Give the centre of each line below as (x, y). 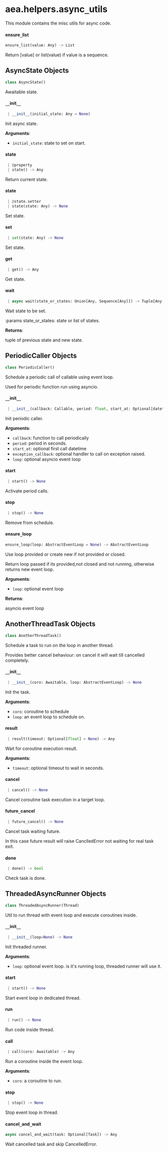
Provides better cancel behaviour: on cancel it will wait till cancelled (75, 655)
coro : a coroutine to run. (37, 1081)
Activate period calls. (27, 491)
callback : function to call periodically (50, 438)
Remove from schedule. (30, 523)
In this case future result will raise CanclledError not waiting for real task (79, 841)
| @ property (20, 165)
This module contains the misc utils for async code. (58, 23)
